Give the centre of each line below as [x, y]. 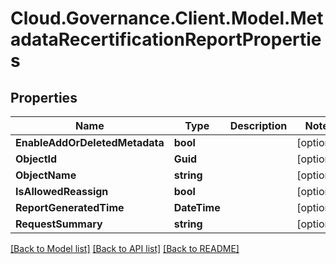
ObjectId [36, 159]
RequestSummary [59, 224]
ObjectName [46, 175]
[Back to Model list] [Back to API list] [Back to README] [125, 248]
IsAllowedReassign [62, 191]
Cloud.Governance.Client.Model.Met [167, 18]
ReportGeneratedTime [70, 207]
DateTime [197, 207]
